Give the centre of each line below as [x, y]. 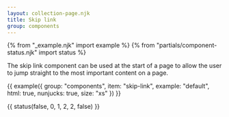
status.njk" [22, 52]
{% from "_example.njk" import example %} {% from [81, 46]
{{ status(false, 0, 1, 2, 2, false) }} [54, 107]
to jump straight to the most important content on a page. [88, 73]
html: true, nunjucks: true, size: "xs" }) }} [64, 93]
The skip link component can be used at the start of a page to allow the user [114, 66]
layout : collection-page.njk [49, 13]
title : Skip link [32, 20]
